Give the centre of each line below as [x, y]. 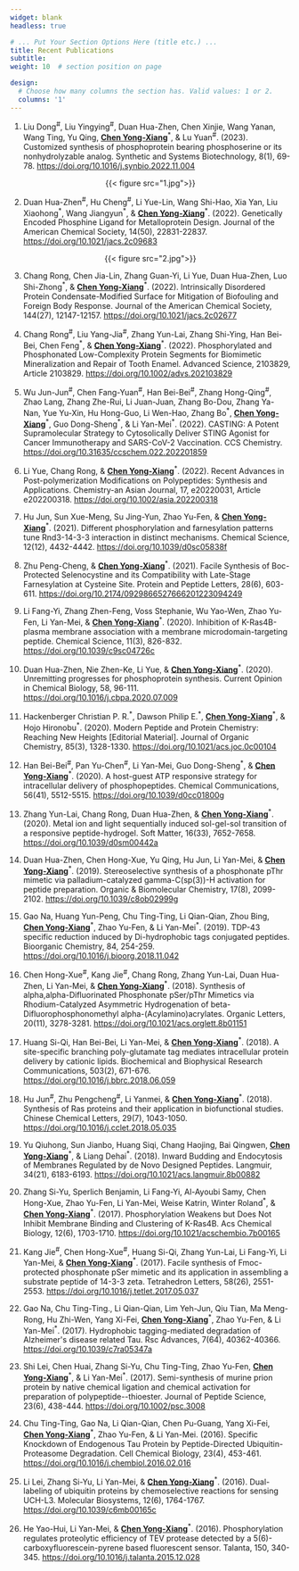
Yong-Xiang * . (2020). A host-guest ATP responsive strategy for [140, 776]
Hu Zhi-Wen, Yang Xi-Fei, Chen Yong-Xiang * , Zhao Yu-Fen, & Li [164, 1318]
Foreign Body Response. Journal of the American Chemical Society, [147, 305]
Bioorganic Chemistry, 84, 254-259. [89, 946]
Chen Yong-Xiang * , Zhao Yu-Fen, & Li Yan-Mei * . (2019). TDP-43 [141, 927]
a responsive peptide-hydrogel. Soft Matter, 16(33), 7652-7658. [139, 833]
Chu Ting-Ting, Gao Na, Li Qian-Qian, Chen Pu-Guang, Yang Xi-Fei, [146, 1423]
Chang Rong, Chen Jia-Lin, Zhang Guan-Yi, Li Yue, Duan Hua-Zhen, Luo [155, 276]
